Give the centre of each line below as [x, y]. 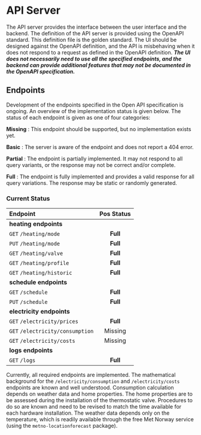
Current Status [28, 198]
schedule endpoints [38, 282]
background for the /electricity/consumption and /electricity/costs [93, 381]
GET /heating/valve [36, 254]
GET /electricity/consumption [51, 331]
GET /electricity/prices [44, 322]
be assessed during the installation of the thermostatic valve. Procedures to [100, 400]
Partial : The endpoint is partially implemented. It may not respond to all [95, 159]
